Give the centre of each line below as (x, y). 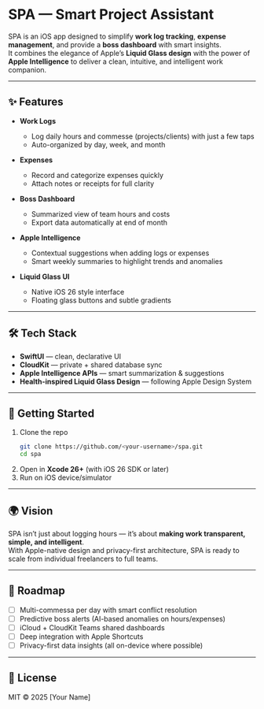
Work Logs (38, 121)
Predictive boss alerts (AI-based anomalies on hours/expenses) (123, 618)
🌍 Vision (31, 511)
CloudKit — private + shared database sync (91, 365)
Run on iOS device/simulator (66, 477)
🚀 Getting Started (51, 413)
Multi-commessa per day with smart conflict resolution (108, 610)
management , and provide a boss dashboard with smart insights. (115, 44)
